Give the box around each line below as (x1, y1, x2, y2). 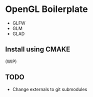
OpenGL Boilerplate (5, 3, 88, 15)
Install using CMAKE (5, 45, 70, 53)
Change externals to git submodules (12, 86, 87, 92)
